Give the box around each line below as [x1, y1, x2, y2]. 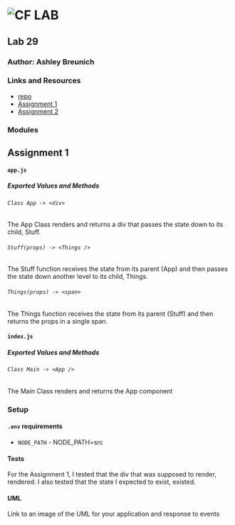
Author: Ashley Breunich [7, 57, 95, 67]
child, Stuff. [7, 228, 41, 236]
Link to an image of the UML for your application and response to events [7, 509, 220, 519]
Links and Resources [7, 75, 81, 85]
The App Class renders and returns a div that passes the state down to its [7, 221, 224, 229]
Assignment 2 [17, 107, 59, 115]
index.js [7, 333, 33, 341]
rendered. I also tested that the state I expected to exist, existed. [7, 477, 196, 487]
